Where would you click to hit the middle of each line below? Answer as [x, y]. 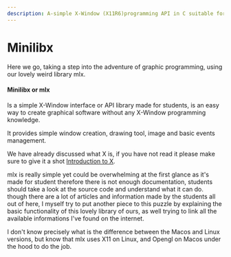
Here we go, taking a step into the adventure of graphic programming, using [115, 67]
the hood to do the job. [40, 246]
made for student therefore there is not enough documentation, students [110, 182]
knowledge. [24, 120]
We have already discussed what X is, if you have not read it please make [111, 154]
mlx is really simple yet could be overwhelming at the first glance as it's [108, 174]
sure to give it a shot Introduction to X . [61, 161]
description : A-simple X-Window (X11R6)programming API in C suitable [110, 13]
